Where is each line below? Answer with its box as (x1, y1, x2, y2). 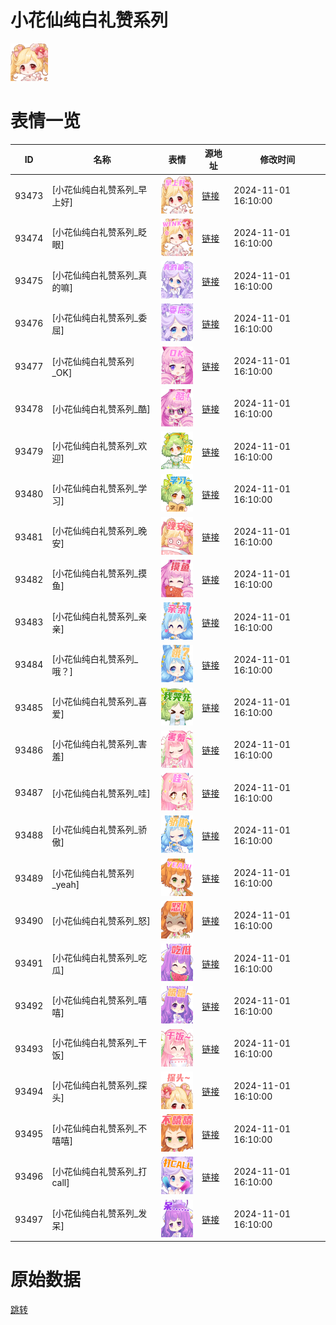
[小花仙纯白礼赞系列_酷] (51, 403, 151, 415)
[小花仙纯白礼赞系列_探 (51, 1079, 148, 1091)
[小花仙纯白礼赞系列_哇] (51, 787, 151, 799)
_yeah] (51, 878, 80, 890)
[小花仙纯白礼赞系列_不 (51, 1122, 148, 1134)
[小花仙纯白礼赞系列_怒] (51, 915, 151, 927)
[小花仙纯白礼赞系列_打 (51, 1166, 148, 1178)
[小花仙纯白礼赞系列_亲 (51, 610, 148, 622)
